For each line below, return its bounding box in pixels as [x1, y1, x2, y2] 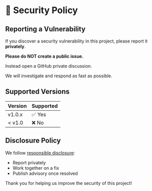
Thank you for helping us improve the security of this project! [5, 180, 132, 186]
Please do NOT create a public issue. [5, 53, 84, 59]
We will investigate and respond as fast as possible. [5, 73, 112, 79]
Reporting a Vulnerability [5, 25, 86, 33]
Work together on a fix [12, 165, 59, 171]
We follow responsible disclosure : [5, 150, 75, 156]
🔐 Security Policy [5, 5, 78, 16]
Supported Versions [5, 87, 69, 96]
